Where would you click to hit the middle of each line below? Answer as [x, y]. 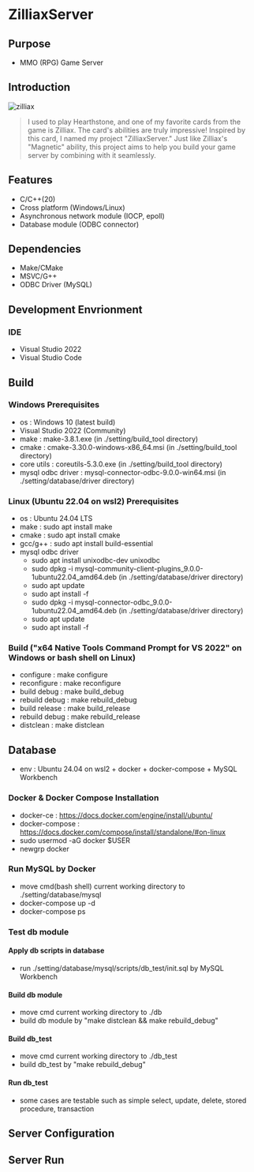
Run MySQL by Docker [52, 869]
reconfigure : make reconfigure [70, 683]
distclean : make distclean [62, 725]
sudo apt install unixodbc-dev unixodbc [95, 560]
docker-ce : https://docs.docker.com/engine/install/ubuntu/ [116, 815]
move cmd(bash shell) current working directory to [102, 886]
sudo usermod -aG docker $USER [75, 840]
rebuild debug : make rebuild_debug [78, 700]
